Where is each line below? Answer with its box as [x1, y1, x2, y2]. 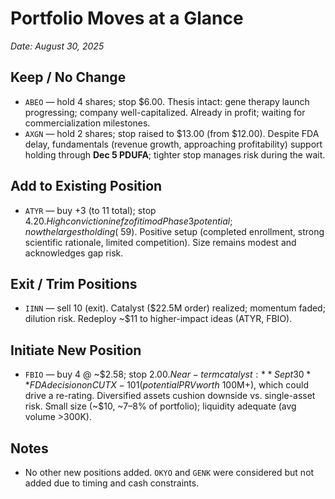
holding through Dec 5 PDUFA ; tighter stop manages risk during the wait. [24, 148, 326, 161]
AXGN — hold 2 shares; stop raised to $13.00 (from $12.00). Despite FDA [24, 127, 320, 139]
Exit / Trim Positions [10, 275, 138, 292]
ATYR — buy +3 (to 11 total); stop [24, 204, 157, 216]
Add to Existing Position [10, 178, 163, 195]
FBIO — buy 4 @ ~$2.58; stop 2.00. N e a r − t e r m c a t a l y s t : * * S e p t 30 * [24, 368, 312, 381]
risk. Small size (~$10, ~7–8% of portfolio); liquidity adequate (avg [24, 400, 297, 412]
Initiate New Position [10, 342, 142, 359]
